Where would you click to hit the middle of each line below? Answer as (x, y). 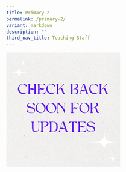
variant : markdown (29, 25)
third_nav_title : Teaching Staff (48, 38)
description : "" (27, 32)
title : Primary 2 (28, 13)
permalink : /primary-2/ (36, 19)
